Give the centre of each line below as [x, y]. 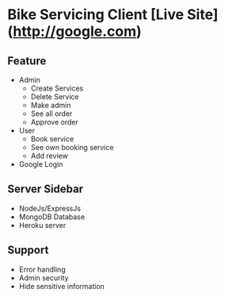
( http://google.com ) [74, 31]
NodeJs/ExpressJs [50, 208]
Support [28, 251]
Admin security [44, 278]
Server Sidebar [46, 189]
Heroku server [42, 225]
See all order [51, 114]
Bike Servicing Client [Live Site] [113, 15]
